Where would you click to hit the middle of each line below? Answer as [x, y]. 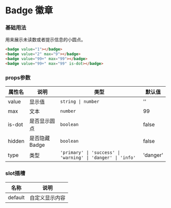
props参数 [18, 77]
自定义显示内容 [48, 198]
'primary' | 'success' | [90, 153]
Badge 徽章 [29, 10]
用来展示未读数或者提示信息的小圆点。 [45, 40]
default [16, 197]
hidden [16, 141]
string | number [80, 102]
